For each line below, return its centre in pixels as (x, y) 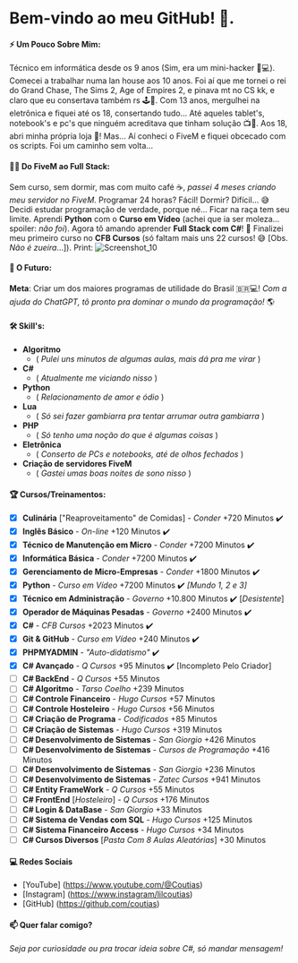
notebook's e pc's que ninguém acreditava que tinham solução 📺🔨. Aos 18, (149, 124)
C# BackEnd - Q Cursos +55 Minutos (91, 679)
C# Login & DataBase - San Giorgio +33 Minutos (112, 809)
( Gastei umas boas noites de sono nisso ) (114, 473)
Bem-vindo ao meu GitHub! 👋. (122, 18)
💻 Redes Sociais (41, 861)
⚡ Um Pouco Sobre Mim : (55, 44)
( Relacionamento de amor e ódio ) (100, 397)
